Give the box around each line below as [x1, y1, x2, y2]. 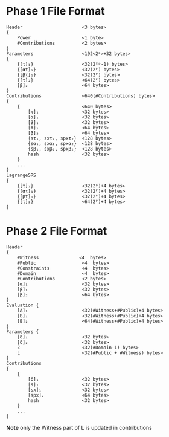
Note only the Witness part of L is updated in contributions [6, 424, 152, 431]
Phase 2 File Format [6, 224, 107, 238]
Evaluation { [6, 302, 39, 308]
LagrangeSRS [6, 172, 36, 178]
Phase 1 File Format [6, 4, 105, 18]
